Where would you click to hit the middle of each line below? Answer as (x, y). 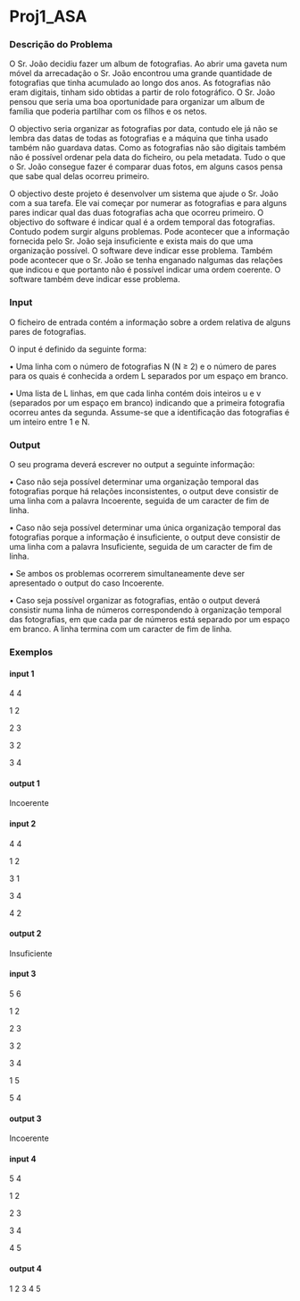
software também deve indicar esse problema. (95, 279)
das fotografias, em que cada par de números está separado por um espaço (150, 620)
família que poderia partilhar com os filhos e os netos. (108, 111)
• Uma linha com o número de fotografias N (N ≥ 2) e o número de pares (143, 366)
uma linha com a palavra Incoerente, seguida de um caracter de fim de (139, 501)
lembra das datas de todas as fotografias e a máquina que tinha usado (139, 138)
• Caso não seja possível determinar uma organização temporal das (134, 482)
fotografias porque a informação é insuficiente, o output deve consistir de (145, 537)
